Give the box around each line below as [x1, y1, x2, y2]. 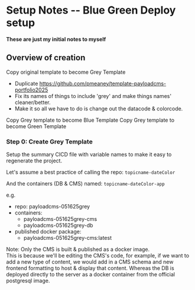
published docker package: [14, 228, 82, 235]
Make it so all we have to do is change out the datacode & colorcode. [14, 105, 183, 112]
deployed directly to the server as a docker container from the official [6, 271, 175, 278]
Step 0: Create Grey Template [6, 137, 93, 145]
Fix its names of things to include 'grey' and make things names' [14, 92, 172, 99]
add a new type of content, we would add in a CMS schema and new [6, 258, 174, 266]
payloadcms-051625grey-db [23, 222, 93, 229]
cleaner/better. [14, 99, 51, 106]
